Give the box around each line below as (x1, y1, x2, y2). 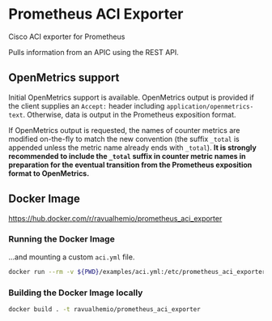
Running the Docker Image (8, 233, 115, 245)
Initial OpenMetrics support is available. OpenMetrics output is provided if (8, 92, 255, 102)
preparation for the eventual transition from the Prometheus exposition (8, 160, 253, 169)
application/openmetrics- (166, 102, 254, 110)
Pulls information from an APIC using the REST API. (8, 47, 180, 57)
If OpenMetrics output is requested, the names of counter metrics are (8, 125, 240, 135)
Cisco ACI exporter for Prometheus (8, 32, 125, 41)
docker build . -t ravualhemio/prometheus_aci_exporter (8, 306, 201, 314)
